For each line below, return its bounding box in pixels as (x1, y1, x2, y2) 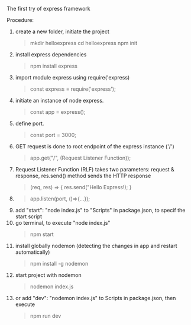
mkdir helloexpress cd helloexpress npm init (30, 40, 138, 46)
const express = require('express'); (30, 85, 116, 93)
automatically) (15, 248, 50, 256)
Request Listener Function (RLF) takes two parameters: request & (15, 166, 175, 173)
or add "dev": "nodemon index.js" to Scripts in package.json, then (15, 295, 176, 301)
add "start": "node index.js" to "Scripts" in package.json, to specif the (15, 207, 186, 214)
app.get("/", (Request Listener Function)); (30, 154, 131, 161)
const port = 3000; (30, 132, 76, 138)
